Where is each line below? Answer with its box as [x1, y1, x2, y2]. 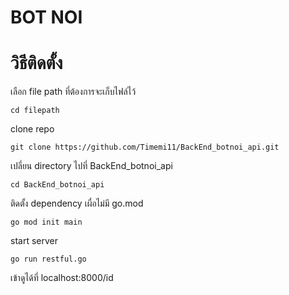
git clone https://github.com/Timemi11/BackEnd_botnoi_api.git [10, 142, 280, 153]
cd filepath [10, 106, 60, 116]
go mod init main [10, 217, 83, 228]
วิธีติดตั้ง [10, 52, 63, 75]
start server [10, 235, 58, 247]
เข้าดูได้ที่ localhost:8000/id [10, 272, 114, 284]
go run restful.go [10, 254, 87, 265]
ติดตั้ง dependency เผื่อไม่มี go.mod [10, 197, 144, 210]
